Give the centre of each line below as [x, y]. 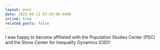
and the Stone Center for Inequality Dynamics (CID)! [58, 43]
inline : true [18, 19]
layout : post [18, 10]
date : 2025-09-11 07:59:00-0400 [38, 14]
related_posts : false [27, 23]
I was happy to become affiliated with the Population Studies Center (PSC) [80, 37]
